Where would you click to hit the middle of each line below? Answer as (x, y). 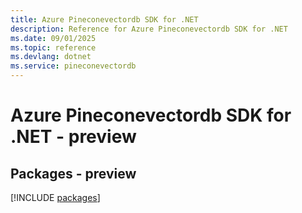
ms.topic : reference (53, 47)
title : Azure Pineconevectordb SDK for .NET (104, 19)
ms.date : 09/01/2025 (53, 38)
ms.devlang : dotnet (51, 57)
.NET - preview (73, 137)
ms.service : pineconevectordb (73, 66)
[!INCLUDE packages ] (55, 197)
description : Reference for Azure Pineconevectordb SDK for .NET (149, 29)
